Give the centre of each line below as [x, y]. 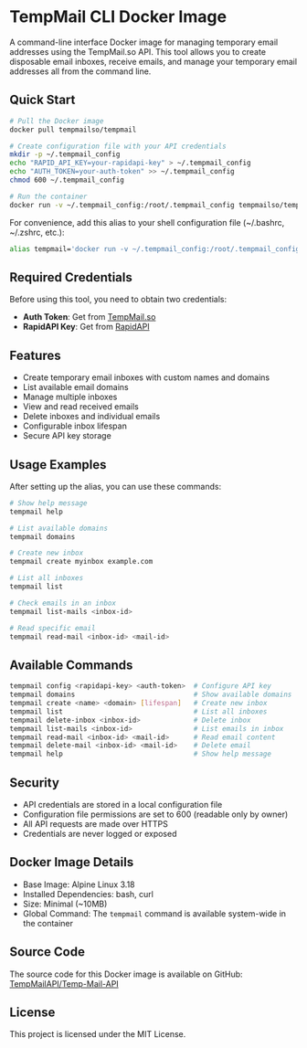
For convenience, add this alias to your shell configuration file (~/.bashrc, [147, 222]
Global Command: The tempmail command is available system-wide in [154, 913]
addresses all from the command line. [80, 71]
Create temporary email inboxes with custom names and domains [146, 377]
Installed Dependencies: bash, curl [88, 894]
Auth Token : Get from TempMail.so [89, 317]
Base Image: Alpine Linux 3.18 [79, 884]
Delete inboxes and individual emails [91, 417]
